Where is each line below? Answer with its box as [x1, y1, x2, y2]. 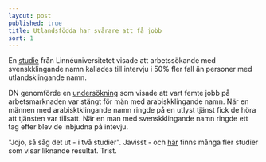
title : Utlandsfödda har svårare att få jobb [8, 26, 162, 34]
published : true [8, 19, 62, 27]
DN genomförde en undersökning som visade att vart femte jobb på [8, 89, 230, 98]
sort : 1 [8, 34, 34, 42]
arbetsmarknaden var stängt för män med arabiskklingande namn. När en [8, 97, 249, 106]
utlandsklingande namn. [8, 73, 88, 82]
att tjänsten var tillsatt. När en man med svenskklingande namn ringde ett [8, 113, 248, 124]
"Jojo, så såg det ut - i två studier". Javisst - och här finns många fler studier [8, 137, 259, 148]
